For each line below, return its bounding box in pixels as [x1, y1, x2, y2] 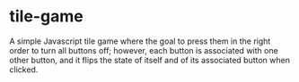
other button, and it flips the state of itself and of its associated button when [9, 54, 290, 65]
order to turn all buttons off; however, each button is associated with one [9, 45, 278, 55]
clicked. [9, 64, 39, 75]
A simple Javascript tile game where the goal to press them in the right [9, 36, 271, 46]
